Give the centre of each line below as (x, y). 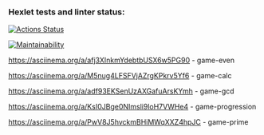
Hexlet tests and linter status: (67, 12)
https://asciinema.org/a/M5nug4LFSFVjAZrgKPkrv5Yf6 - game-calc (120, 76)
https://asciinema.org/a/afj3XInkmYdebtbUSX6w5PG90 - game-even (122, 60)
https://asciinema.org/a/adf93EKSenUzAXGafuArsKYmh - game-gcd (121, 91)
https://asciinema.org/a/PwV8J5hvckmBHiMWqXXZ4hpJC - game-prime (128, 122)
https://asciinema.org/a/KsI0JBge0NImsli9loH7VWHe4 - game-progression (132, 107)
